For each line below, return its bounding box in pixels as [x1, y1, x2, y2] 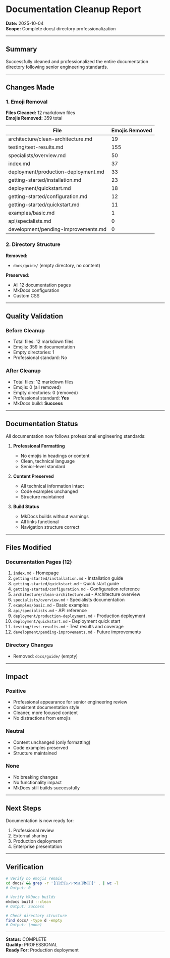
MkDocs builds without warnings [20, 513, 89, 519]
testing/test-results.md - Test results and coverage [13, 624, 124, 630]
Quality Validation [6, 312, 64, 321]
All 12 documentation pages [13, 282, 71, 288]
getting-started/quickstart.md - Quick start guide [13, 581, 119, 587]
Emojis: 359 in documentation [13, 344, 75, 350]
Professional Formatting [13, 443, 65, 449]
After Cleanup [6, 367, 41, 374]
